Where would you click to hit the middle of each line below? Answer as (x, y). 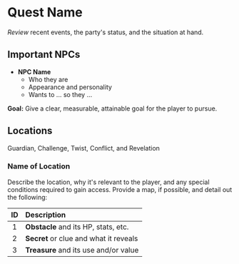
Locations (30, 131)
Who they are (48, 79)
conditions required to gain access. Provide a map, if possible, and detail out (120, 189)
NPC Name (34, 71)
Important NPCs (44, 55)
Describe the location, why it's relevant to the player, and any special (108, 182)
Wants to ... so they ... (60, 94)
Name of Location (39, 166)
